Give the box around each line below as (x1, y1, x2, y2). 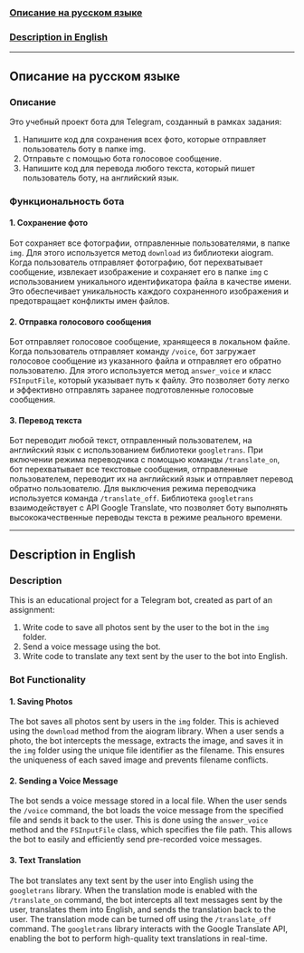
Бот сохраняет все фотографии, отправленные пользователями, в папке (9, 238, 290, 248)
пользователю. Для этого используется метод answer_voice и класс (9, 365, 271, 376)
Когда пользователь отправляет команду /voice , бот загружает (9, 346, 256, 357)
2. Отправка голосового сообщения (9, 316, 152, 327)
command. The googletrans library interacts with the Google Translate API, (9, 923, 288, 934)
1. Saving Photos (9, 695, 73, 706)
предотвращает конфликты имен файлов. (9, 296, 170, 306)
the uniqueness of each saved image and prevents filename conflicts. (9, 754, 269, 765)
